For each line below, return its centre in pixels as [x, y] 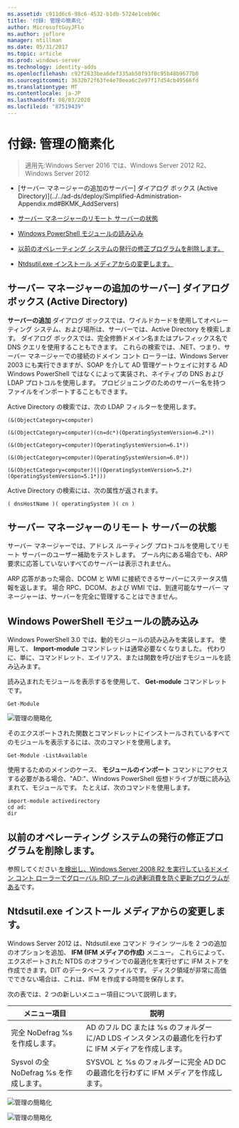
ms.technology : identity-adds [52, 67]
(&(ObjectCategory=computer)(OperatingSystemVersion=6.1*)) [99, 445]
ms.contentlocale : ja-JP [44, 93]
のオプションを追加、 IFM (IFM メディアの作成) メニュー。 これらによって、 [118, 952]
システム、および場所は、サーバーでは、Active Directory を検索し [129, 329]
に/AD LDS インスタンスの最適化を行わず [154, 1038]
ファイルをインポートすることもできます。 [69, 391]
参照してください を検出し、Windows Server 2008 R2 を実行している [109, 869]
